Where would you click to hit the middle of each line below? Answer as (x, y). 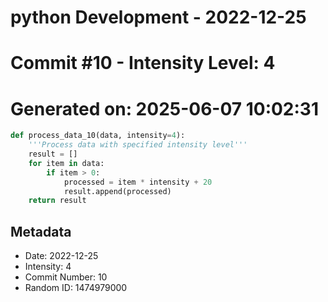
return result (57, 201)
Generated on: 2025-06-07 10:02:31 (165, 108)
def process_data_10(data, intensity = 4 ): (98, 136)
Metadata (41, 231)
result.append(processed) (117, 191)
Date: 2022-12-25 (61, 256)
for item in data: (66, 163)
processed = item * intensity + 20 (138, 182)
